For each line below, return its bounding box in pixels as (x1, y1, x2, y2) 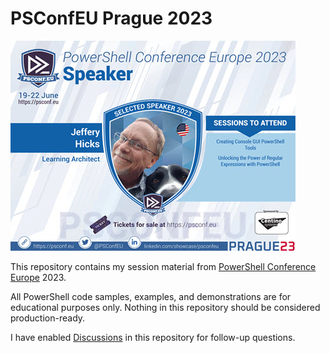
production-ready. (10, 312, 86, 324)
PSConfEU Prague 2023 (10, 7, 213, 30)
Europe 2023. (10, 271, 67, 283)
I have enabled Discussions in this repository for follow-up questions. (10, 331, 296, 343)
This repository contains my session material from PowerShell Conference (10, 260, 317, 272)
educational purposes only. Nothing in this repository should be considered (10, 301, 321, 313)
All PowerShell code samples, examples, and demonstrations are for (10, 290, 292, 302)
